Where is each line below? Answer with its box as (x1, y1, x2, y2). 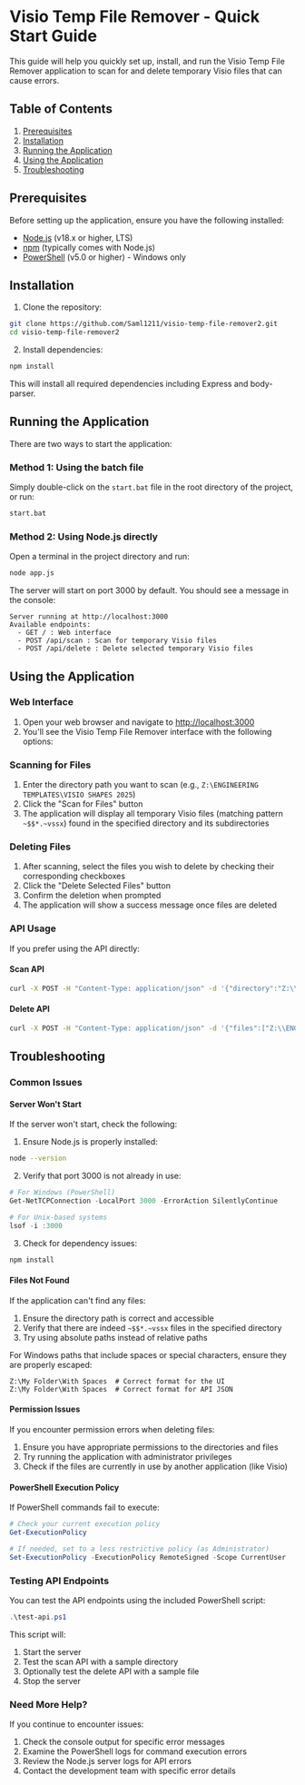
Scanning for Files (9, 759, 92, 771)
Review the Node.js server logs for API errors (22, 1756, 192, 1767)
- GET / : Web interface (17, 629, 112, 638)
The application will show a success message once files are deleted (22, 899, 278, 910)
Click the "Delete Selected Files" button (22, 880, 171, 891)
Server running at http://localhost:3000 (9, 612, 169, 621)
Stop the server (22, 1675, 82, 1686)
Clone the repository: (22, 302, 103, 312)
